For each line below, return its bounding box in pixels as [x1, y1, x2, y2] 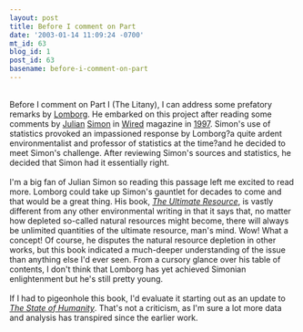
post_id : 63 [9, 56, 55, 65]
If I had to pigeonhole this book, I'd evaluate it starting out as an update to [9, 293, 287, 304]
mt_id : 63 [9, 38, 47, 48]
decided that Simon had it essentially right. [9, 157, 170, 168]
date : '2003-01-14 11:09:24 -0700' [9, 30, 145, 39]
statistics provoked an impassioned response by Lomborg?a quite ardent [9, 128, 282, 139]
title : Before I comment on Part [9, 22, 136, 31]
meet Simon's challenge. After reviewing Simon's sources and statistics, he [9, 147, 292, 158]
